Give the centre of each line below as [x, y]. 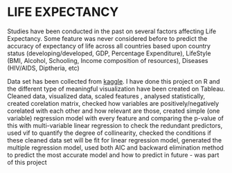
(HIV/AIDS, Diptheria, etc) [43, 68]
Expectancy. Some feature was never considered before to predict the [107, 38]
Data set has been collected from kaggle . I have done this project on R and [114, 81]
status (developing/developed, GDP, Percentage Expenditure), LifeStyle [109, 53]
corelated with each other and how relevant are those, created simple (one [114, 111]
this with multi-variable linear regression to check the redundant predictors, [115, 125]
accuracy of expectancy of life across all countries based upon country [109, 46]
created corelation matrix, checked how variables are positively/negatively [113, 103]
